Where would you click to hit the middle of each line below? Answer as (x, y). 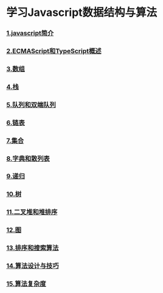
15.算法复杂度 (26, 284)
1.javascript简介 (30, 33)
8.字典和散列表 (28, 158)
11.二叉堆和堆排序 (32, 212)
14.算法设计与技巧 (33, 266)
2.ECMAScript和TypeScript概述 (54, 51)
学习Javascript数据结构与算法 (82, 13)
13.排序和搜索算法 (33, 248)
